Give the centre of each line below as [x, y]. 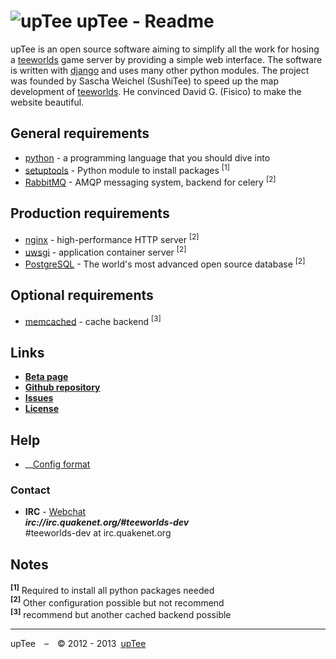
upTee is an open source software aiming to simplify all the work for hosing [165, 49]
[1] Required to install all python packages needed [112, 589]
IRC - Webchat [55, 512]
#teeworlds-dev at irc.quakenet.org [98, 533]
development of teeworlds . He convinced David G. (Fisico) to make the [156, 91]
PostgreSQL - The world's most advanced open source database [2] [165, 263]
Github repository [62, 387]
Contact [30, 490]
